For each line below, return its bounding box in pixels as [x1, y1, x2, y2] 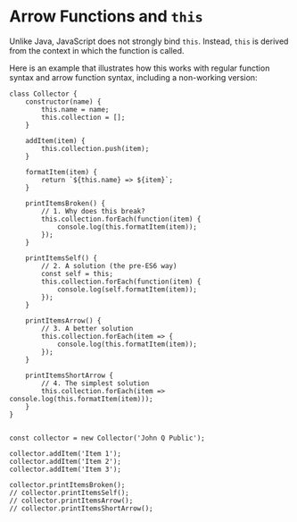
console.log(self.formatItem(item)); [56, 284, 198, 294]
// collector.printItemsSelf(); [9, 488, 129, 497]
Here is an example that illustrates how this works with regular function [9, 63, 270, 73]
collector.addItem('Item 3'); [9, 465, 122, 474]
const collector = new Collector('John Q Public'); [9, 434, 205, 442]
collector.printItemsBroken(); [9, 480, 126, 489]
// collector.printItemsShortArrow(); [9, 503, 153, 513]
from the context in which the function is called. [9, 45, 185, 55]
